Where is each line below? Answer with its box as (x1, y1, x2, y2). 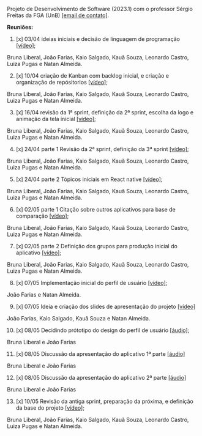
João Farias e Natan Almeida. (7, 291, 81, 298)
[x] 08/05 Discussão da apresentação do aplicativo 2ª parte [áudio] (15, 374, 187, 381)
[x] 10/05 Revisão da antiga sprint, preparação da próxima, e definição (15, 397, 193, 405)
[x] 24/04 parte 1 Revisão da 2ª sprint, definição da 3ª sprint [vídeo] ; (15, 146, 189, 152)
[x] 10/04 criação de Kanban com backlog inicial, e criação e (15, 72, 170, 79)
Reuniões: (7, 24, 34, 31)
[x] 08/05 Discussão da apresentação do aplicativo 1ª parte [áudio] (15, 350, 185, 357)
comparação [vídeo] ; (15, 212, 69, 220)
